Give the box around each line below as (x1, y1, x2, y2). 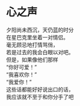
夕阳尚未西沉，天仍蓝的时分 (6, 26, 74, 33)
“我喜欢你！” (6, 71, 37, 78)
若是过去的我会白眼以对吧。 (6, 48, 74, 55)
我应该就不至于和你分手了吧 (6, 93, 74, 100)
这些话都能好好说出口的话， (6, 86, 74, 93)
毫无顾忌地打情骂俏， (6, 41, 58, 48)
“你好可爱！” (6, 63, 37, 70)
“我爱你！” (6, 78, 32, 85)
